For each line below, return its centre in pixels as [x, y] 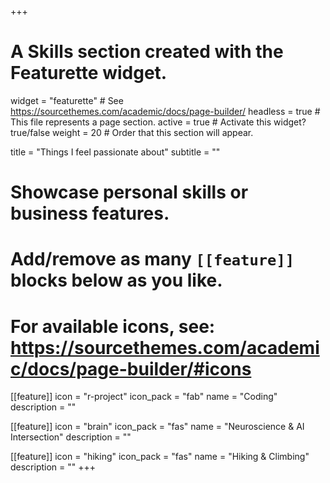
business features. [90, 213]
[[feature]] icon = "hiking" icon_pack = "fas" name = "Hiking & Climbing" [160, 457]
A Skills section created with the [147, 52]
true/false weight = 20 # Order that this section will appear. [132, 132]
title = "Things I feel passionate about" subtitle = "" [115, 152]
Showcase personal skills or [129, 192]
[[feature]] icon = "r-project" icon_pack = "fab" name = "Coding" [144, 397]
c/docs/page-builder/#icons [131, 368]
